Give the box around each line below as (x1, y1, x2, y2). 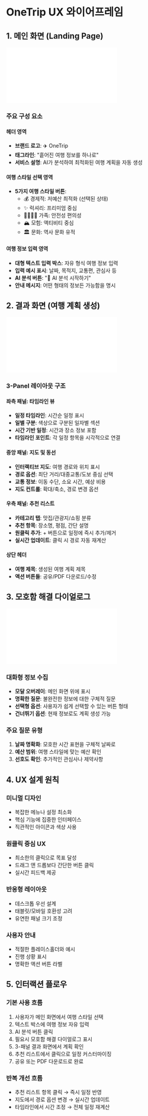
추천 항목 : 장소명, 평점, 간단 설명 (14, 522, 89, 529)
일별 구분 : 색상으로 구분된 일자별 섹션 (14, 419, 100, 427)
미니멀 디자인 (6, 794, 41, 802)
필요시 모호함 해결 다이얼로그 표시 (14, 1035, 93, 1043)
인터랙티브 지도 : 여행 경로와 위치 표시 (14, 463, 100, 470)
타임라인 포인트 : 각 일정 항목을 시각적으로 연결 (14, 434, 121, 442)
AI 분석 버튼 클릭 (14, 1028, 53, 1035)
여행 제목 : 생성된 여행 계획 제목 (14, 565, 86, 573)
